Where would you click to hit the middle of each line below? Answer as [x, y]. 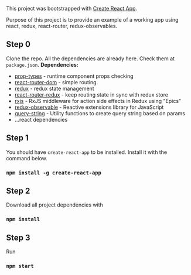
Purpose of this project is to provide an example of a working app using [92, 20]
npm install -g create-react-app [54, 173]
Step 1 [18, 138]
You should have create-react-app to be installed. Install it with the [87, 152]
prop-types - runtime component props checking [74, 76]
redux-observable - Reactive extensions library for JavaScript [89, 107]
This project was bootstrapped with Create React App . [72, 8]
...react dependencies [41, 119]
